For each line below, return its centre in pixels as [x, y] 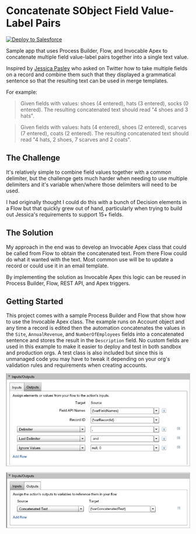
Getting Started [35, 302]
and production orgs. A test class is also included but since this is [85, 353]
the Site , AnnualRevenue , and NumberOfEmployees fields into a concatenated [95, 334]
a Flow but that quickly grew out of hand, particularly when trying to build [94, 208]
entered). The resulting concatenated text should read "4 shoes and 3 [104, 109]
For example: [22, 92]
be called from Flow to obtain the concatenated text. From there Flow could [97, 253]
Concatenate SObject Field [72, 11]
